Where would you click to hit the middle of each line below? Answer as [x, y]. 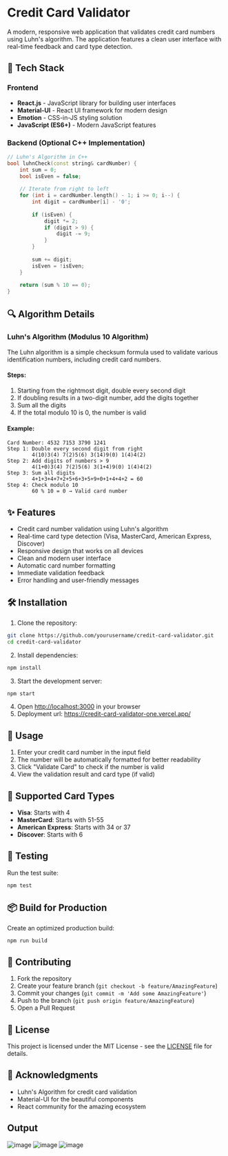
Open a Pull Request [46, 1008]
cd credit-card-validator [44, 642]
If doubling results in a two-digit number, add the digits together [108, 398]
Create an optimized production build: [61, 928]
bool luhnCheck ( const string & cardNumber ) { [72, 163]
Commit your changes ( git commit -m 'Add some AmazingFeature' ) [112, 993]
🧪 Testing [28, 856]
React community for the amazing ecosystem [82, 1106]
